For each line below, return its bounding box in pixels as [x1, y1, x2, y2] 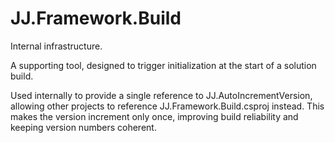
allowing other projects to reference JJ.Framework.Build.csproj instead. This [10, 100, 325, 112]
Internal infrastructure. [10, 40, 103, 52]
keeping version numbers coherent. [10, 121, 157, 133]
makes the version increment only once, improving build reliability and [10, 110, 299, 122]
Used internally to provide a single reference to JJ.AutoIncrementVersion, [10, 89, 313, 101]
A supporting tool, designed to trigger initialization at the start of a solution [10, 59, 317, 71]
